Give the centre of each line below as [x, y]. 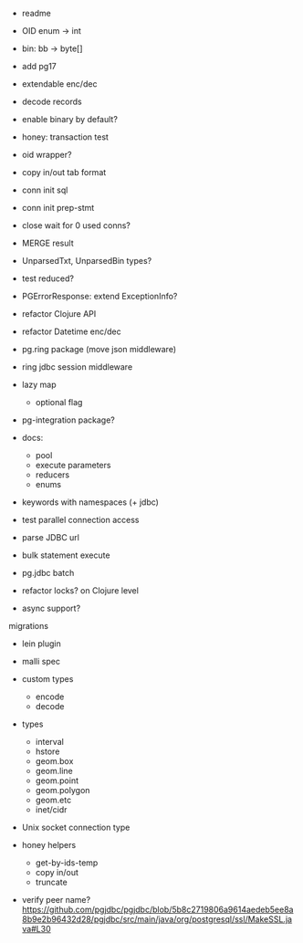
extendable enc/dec [59, 84]
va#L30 [36, 929]
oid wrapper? [47, 155]
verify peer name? [56, 900]
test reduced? [48, 278]
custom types [47, 679]
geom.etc [53, 800]
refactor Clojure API [59, 314]
